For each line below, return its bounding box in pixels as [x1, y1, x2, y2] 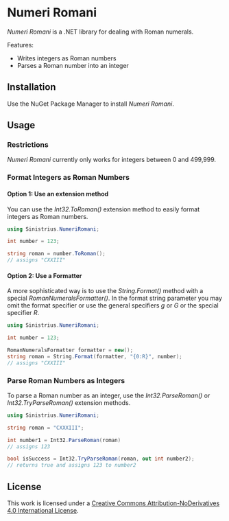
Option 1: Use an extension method [7, 189, 109, 198]
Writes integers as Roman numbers [16, 54, 117, 62]
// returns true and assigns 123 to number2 [7, 462, 136, 469]
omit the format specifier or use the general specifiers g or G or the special [7, 301, 219, 310]
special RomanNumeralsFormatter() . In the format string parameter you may [7, 294, 223, 303]
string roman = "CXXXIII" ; [7, 424, 84, 431]
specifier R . [7, 309, 40, 317]
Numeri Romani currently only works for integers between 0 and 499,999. [7, 156, 217, 164]
